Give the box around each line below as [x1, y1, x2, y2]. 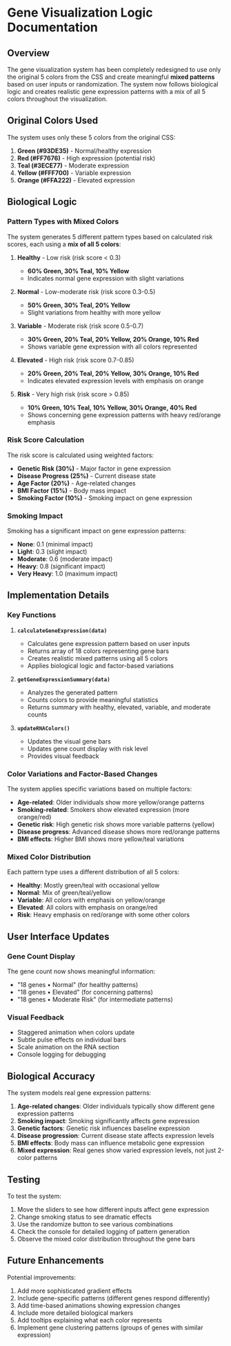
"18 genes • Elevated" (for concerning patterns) [17, 988, 154, 997]
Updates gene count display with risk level [27, 744, 148, 753]
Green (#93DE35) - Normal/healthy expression [17, 147, 152, 155]
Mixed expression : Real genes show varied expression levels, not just [17, 1146, 217, 1154]
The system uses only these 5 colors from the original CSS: [7, 133, 176, 141]
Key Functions [7, 610, 57, 620]
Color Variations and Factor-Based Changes [7, 769, 158, 779]
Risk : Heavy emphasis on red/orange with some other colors [17, 911, 190, 919]
